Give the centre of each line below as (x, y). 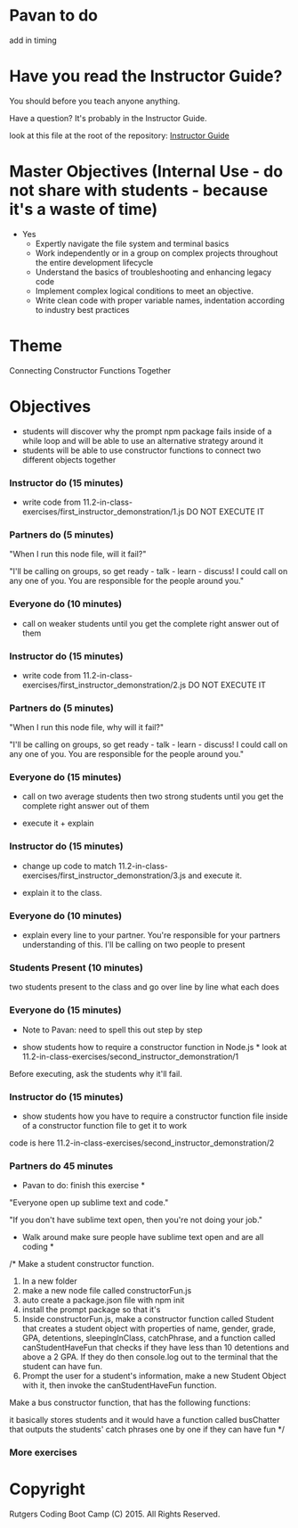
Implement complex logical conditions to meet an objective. (144, 291)
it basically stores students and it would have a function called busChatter (145, 1420)
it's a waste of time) (84, 209)
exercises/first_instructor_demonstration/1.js (103, 511)
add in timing (33, 40)
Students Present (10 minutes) (77, 967)
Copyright (48, 1489)
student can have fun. (62, 1367)
